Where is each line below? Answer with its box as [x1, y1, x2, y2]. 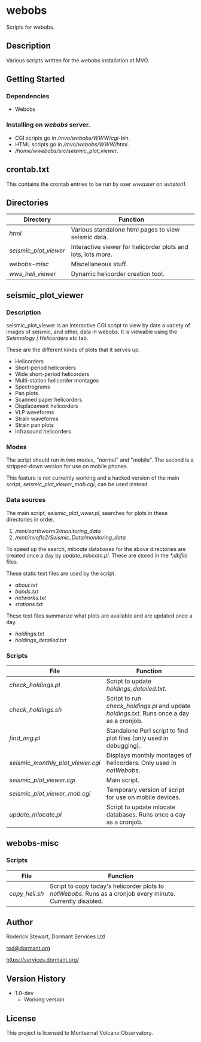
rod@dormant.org [6, 945, 51, 952]
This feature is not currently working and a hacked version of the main [6, 474, 179, 481]
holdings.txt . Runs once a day [106, 709, 190, 717]
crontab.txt [6, 164, 50, 174]
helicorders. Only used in [106, 758, 176, 767]
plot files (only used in [106, 734, 169, 742]
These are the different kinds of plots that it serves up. [6, 346, 141, 354]
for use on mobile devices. [106, 793, 181, 801]
